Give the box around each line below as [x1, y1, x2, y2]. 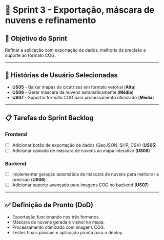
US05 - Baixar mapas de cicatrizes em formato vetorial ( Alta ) [12, 84, 136, 90]
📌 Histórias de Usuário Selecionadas [5, 71, 118, 80]
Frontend [5, 131, 27, 138]
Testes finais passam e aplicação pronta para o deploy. [12, 229, 123, 235]
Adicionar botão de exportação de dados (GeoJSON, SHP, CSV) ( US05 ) [12, 142, 157, 148]
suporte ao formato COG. [5, 52, 56, 58]
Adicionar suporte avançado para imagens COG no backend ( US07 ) [12, 182, 149, 188]
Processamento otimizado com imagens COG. [12, 224, 105, 230]
